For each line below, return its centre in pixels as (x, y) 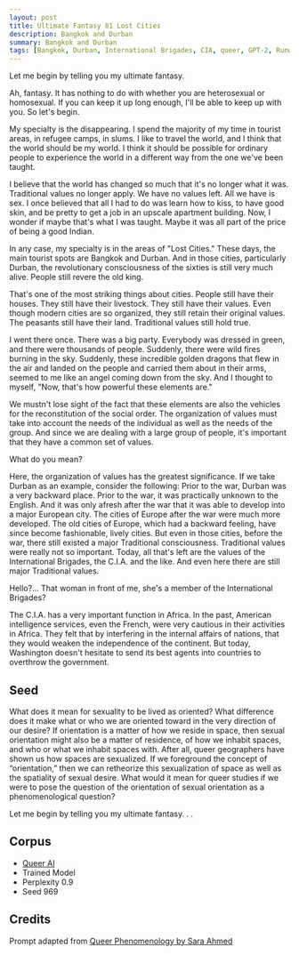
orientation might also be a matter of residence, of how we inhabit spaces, (145, 740)
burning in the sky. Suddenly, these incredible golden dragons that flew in (144, 359)
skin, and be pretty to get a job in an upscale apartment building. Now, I (140, 213)
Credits (30, 920)
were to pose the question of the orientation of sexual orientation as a (137, 787)
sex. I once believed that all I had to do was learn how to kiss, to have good (147, 203)
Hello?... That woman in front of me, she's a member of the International (141, 589)
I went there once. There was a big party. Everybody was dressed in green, (147, 340)
